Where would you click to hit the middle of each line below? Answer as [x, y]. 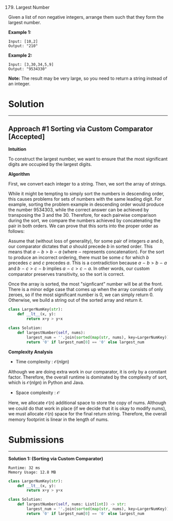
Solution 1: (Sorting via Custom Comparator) [56, 458]
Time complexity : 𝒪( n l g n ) [42, 361]
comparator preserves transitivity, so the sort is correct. [67, 274]
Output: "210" [23, 46]
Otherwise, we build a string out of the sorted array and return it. [76, 300]
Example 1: [20, 32]
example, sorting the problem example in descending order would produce [86, 204]
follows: [16, 231]
